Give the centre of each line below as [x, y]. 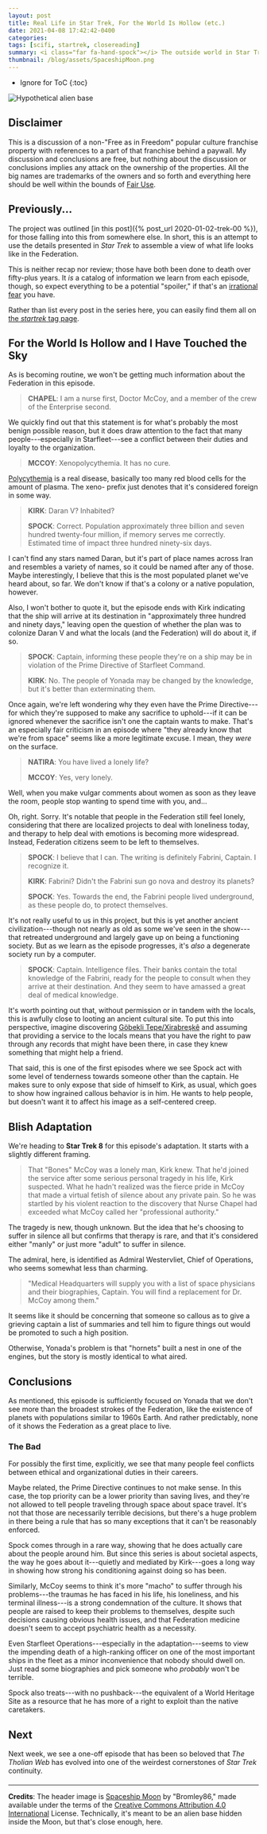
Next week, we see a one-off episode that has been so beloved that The [126, 1754]
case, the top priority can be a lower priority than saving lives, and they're [129, 1496]
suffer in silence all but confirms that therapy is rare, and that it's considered [133, 1236]
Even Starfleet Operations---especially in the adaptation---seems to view [128, 1644]
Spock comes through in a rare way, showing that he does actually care [126, 1546]
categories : [28, 38]
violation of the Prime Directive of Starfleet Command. [116, 665]
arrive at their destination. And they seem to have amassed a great [137, 987]
